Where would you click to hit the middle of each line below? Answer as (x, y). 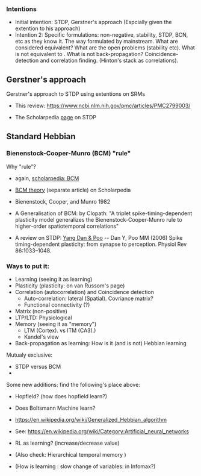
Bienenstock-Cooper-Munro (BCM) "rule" (69, 154)
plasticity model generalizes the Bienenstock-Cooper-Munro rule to (98, 219)
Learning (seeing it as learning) (54, 280)
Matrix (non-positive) (41, 312)
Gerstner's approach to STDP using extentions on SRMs (76, 94)
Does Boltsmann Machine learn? (55, 408)
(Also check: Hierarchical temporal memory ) (70, 455)
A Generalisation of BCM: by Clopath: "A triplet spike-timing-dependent (104, 213)
